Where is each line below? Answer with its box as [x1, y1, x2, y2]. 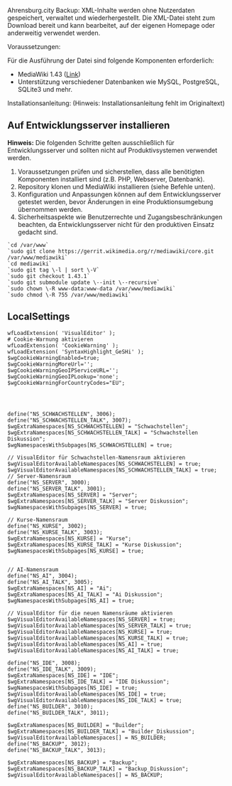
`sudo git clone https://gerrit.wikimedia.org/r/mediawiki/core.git [7, 248, 214, 255]
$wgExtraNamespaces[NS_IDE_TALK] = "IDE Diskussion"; [7, 678, 170, 685]
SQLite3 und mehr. [17, 85, 73, 93]
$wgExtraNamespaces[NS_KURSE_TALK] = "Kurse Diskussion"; [7, 541, 182, 548]
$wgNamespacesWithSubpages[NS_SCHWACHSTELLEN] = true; [7, 441, 173, 449]
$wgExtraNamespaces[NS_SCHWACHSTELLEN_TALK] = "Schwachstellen [7, 429, 199, 436]
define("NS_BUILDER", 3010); [7, 703, 94, 710]
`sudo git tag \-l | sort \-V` [7, 266, 100, 273]
